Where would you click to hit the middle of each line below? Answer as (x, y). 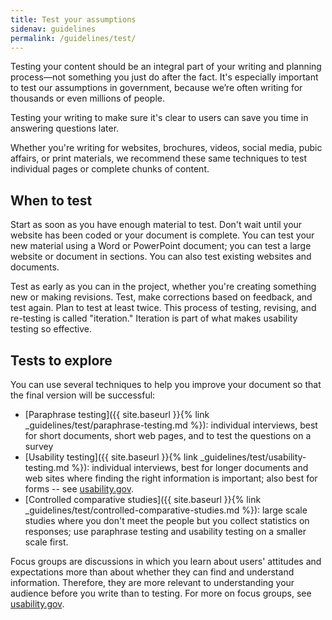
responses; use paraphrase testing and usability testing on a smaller (165, 531)
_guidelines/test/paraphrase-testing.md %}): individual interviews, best (171, 425)
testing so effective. (51, 329)
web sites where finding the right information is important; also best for (171, 478)
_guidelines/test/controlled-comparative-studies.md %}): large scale (166, 510)
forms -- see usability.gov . (79, 489)
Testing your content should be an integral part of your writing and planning (166, 67)
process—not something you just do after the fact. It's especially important (164, 77)
